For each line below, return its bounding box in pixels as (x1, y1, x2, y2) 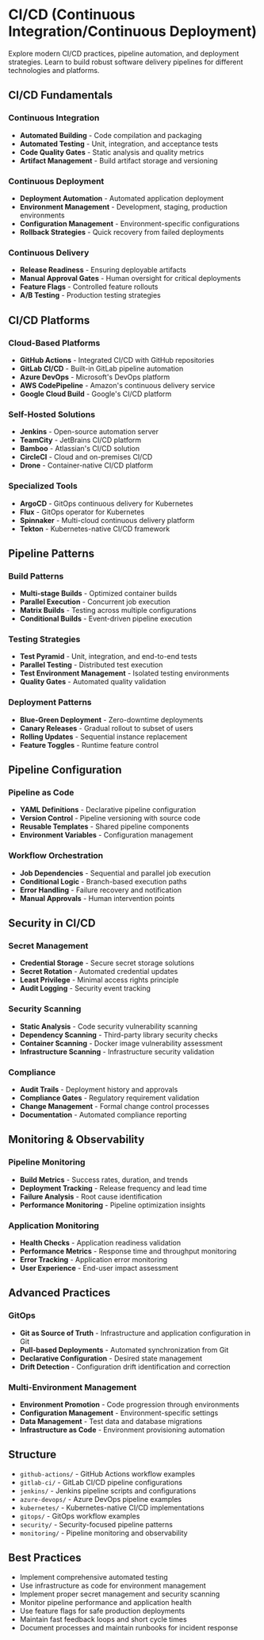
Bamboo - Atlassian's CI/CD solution (19, 444, 140, 453)
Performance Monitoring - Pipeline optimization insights (19, 1200, 206, 1210)
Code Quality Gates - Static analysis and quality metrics (19, 147, 205, 156)
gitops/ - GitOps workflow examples (19, 1511, 140, 1521)
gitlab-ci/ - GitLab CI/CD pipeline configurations (19, 1477, 182, 1487)
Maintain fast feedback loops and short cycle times (19, 1614, 188, 1624)
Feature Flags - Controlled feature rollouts (19, 282, 159, 291)
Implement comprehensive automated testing (19, 1572, 168, 1581)
